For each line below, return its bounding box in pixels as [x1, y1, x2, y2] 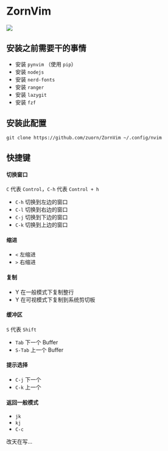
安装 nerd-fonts [15, 75, 55, 83]
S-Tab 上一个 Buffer [15, 346, 64, 354]
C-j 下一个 [15, 376, 41, 383]
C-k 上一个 [15, 383, 41, 391]
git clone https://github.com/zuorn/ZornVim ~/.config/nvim [6, 135, 163, 141]
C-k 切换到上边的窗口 [15, 221, 68, 229]
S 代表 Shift [6, 326, 37, 333]
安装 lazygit [15, 91, 47, 98]
